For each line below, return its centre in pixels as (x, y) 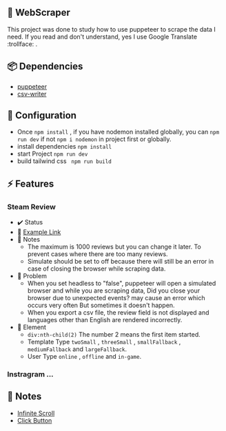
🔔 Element (32, 327)
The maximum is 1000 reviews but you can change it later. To (114, 247)
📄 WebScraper (39, 13)
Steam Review (32, 207)
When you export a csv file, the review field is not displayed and (118, 313)
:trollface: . (22, 44)
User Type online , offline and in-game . (84, 357)
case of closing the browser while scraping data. (96, 269)
